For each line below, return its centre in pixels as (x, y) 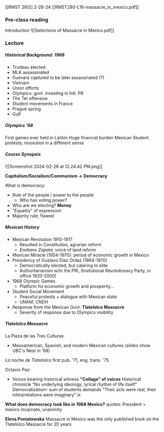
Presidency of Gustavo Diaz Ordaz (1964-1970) (60, 260)
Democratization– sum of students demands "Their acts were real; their (84, 390)
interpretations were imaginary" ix (46, 395)
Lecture (14, 43)
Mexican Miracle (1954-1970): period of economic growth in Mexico (81, 255)
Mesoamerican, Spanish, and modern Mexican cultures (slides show (81, 346)
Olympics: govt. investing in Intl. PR (48, 93)
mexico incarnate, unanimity (34, 409)
